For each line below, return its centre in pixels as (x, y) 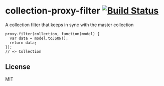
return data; (23, 43)
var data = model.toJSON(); (39, 38)
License (18, 67)
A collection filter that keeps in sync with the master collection (69, 25)
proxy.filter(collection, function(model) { (52, 34)
